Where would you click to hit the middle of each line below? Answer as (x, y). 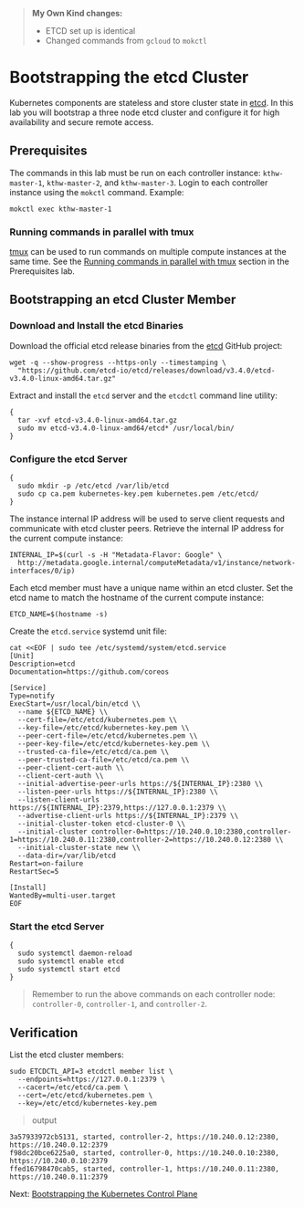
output (44, 1120)
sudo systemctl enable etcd (71, 961)
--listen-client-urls (59, 800)
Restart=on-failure (47, 864)
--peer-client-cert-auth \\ (71, 768)
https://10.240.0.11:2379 (58, 1177)
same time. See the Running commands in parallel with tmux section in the (149, 262)
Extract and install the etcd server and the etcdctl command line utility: (144, 395)
